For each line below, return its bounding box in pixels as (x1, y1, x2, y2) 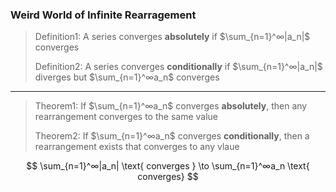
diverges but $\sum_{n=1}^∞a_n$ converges (34, 71, 220, 83)
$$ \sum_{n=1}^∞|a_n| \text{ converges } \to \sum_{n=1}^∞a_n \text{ (26, 160, 310, 172)
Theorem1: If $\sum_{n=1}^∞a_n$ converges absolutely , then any (34, 100, 308, 112)
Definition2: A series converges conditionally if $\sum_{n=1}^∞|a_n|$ (34, 61, 323, 73)
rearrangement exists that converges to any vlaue (34, 141, 240, 153)
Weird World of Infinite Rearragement (10, 8, 197, 22)
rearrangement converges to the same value (34, 111, 219, 123)
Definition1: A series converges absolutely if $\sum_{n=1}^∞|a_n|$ (34, 31, 311, 43)
